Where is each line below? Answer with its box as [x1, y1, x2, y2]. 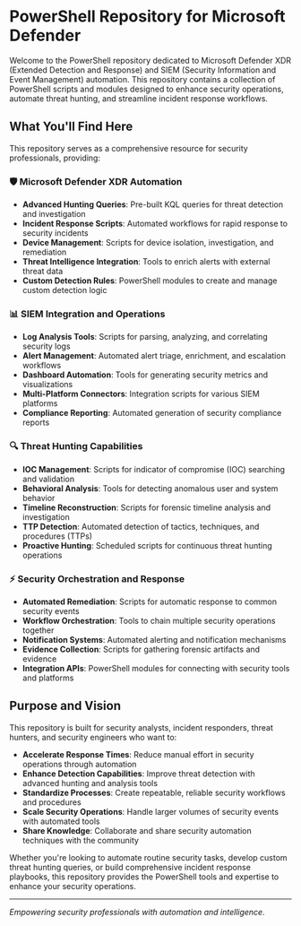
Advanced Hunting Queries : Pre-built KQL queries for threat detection [21, 199, 284, 210]
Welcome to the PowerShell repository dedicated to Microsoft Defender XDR [9, 55, 292, 65]
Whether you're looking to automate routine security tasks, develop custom [9, 852, 288, 862]
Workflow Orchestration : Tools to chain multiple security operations [21, 615, 276, 626]
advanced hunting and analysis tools [21, 777, 159, 788]
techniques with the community [21, 835, 139, 845]
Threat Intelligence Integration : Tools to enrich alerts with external [21, 256, 271, 267]
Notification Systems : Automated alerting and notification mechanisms [21, 634, 287, 645]
